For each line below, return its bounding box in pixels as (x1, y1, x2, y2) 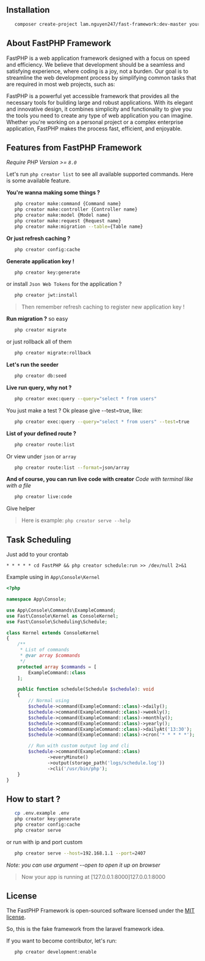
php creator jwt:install (14, 292, 78, 299)
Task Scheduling (6, 534, 71, 545)
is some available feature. (6, 177, 71, 184)
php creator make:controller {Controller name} (14, 206, 138, 213)
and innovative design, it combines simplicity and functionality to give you (6, 105, 192, 113)
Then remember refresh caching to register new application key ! (21, 303, 185, 311)
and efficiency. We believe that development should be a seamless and (6, 61, 185, 68)
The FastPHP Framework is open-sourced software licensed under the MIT (6, 907, 195, 914)
